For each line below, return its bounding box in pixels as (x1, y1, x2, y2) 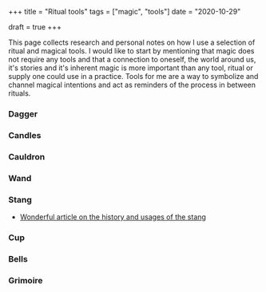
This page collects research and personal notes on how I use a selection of (8, 37, 256, 47)
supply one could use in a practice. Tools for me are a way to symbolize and (8, 72, 259, 81)
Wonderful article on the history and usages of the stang (19, 211, 206, 222)
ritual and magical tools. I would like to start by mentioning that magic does (8, 46, 255, 55)
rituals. (8, 89, 31, 98)
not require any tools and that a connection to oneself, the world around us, (8, 55, 256, 64)
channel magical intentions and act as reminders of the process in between (8, 80, 256, 89)
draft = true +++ (8, 22, 62, 31)
